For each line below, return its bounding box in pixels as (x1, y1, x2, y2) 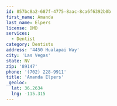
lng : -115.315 (11, 91, 46, 97)
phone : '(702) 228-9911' (6, 69, 67, 75)
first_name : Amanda (6, 14, 54, 20)
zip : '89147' (6, 63, 38, 69)
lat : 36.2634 (11, 85, 43, 91)
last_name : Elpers (6, 19, 51, 25)
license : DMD (6, 25, 38, 31)
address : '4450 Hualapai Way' (6, 47, 80, 53)
